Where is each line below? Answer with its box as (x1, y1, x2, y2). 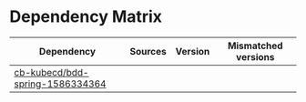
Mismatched (227, 39, 284, 52)
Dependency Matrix (9, 6, 162, 27)
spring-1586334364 (14, 77, 107, 90)
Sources (129, 45, 167, 57)
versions (236, 50, 275, 63)
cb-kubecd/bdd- (14, 66, 89, 78)
